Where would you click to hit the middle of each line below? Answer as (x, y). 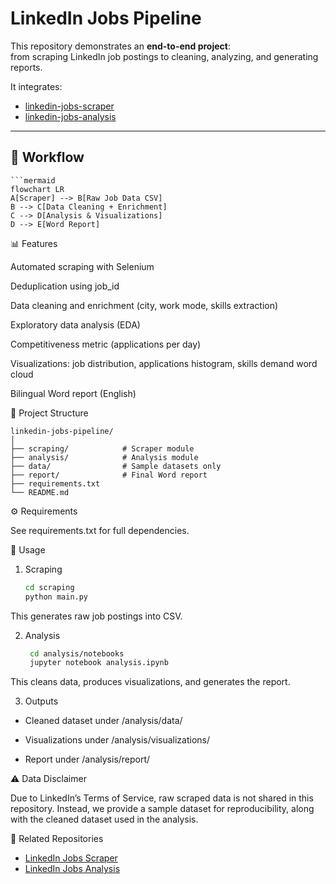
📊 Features (34, 243)
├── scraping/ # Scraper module (102, 448)
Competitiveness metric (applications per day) (106, 344)
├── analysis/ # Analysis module (104, 457)
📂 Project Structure (49, 413)
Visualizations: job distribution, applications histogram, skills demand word (164, 363)
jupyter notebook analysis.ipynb (99, 663)
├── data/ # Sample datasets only (116, 466)
